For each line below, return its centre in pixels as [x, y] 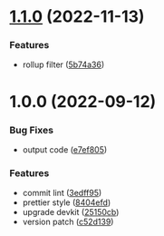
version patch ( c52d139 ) [68, 222]
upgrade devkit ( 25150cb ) [71, 212]
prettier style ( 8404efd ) [67, 202]
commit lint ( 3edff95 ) [62, 193]
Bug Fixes [32, 130]
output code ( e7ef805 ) [65, 149]
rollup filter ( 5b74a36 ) [63, 64]
